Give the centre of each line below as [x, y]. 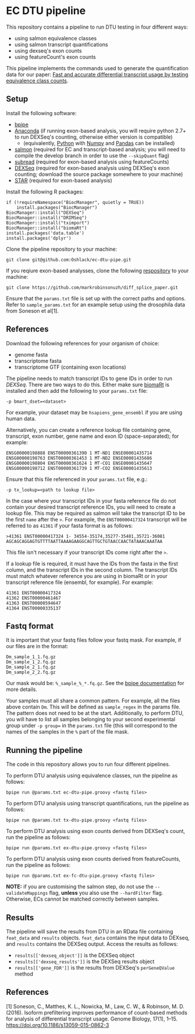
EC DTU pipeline [46, 11]
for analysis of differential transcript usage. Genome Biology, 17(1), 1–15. [92, 1019]
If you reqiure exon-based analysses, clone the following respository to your [97, 271]
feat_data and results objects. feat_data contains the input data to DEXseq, [98, 938]
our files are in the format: [37, 646]
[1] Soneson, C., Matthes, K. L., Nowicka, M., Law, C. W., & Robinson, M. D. [95, 1006]
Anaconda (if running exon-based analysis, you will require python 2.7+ [100, 130]
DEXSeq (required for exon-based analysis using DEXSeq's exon [92, 168]
